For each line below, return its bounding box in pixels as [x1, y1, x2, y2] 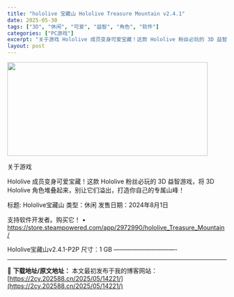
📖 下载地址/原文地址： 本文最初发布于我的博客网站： [7, 266, 158, 275]
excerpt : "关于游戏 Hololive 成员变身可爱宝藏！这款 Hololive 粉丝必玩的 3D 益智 [7, 36, 228, 43]
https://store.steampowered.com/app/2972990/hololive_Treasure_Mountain [7, 224, 225, 231]
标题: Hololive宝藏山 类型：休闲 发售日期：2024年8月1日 [7, 201, 169, 209]
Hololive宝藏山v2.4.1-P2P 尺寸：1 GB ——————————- [7, 245, 178, 253]
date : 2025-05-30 [7, 17, 58, 24]
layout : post [7, 43, 45, 49]
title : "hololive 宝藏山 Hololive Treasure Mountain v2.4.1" [7, 10, 185, 17]
